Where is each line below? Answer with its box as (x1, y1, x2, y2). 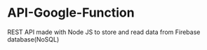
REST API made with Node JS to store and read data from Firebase (7, 28, 201, 36)
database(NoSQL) (7, 35, 60, 43)
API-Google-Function (7, 5, 135, 21)
